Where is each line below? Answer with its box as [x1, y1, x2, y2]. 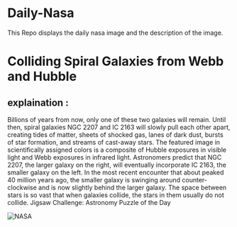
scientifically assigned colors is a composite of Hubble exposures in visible [7, 145, 227, 154]
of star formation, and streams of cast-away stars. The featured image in [7, 138, 221, 146]
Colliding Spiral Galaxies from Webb [7, 53, 224, 70]
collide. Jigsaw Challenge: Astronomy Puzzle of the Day [7, 198, 172, 206]
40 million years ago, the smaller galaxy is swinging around [7, 175, 181, 184]
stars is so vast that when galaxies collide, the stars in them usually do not [7, 190, 225, 199]
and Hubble [7, 69, 77, 84]
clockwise [7, 183, 37, 192]
